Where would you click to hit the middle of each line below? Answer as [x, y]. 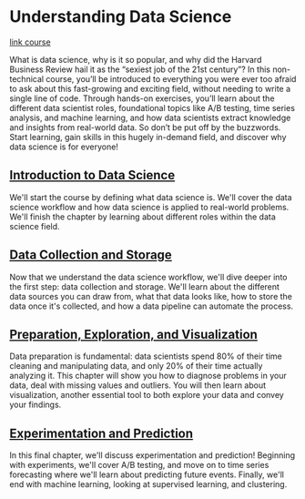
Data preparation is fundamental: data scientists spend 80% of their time [146, 356]
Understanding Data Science [121, 17]
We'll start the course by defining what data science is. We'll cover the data [151, 197]
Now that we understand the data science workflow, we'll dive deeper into [148, 277]
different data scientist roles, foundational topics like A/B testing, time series [152, 107]
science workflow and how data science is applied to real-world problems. [149, 207]
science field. [35, 226]
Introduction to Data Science [92, 175]
